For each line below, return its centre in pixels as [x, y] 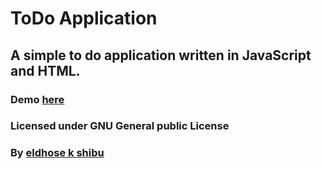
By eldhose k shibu [57, 153]
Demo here [37, 99]
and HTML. [45, 70]
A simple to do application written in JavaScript [161, 55]
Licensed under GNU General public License [120, 126]
